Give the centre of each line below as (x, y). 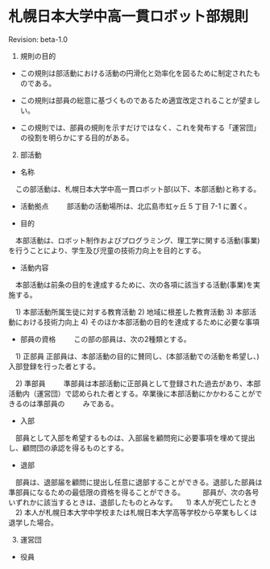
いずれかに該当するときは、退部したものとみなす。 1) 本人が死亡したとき (133, 502)
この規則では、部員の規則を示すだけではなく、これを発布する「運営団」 (140, 127)
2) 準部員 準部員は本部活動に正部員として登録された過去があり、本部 (138, 383)
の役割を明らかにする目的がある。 (77, 137)
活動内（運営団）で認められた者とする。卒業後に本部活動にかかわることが (132, 393)
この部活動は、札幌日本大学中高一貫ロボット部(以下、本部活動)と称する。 (138, 189)
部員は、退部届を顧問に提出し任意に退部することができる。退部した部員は (139, 482)
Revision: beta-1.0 (38, 39)
